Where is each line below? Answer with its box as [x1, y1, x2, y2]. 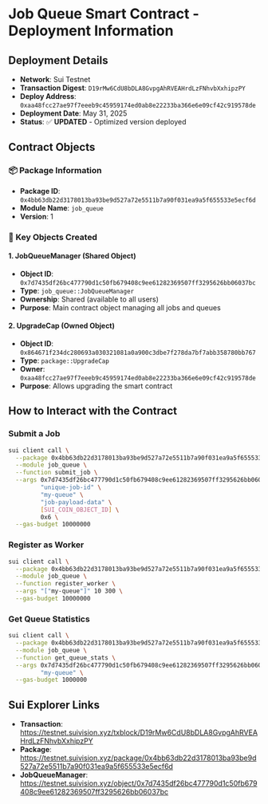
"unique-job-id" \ [40, 483, 102, 491]
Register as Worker [8, 539, 85, 550]
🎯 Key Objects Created [8, 231, 98, 242]
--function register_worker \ [15, 580, 116, 588]
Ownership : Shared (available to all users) [19, 294, 160, 304]
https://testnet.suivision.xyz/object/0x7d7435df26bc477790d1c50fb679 [19, 778, 258, 788]
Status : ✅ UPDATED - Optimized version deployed [19, 117, 187, 126]
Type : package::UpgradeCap [19, 356, 109, 365]
